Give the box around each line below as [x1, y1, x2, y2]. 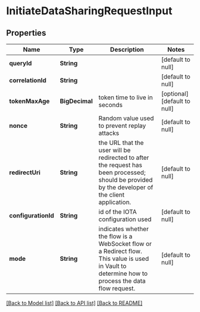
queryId [9, 59, 32, 67]
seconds [98, 101, 123, 109]
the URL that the [98, 138, 144, 147]
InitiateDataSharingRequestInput [6, 4, 173, 18]
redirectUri [9, 168, 40, 177]
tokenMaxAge [9, 97, 50, 105]
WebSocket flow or [98, 239, 152, 248]
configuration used [98, 215, 152, 223]
